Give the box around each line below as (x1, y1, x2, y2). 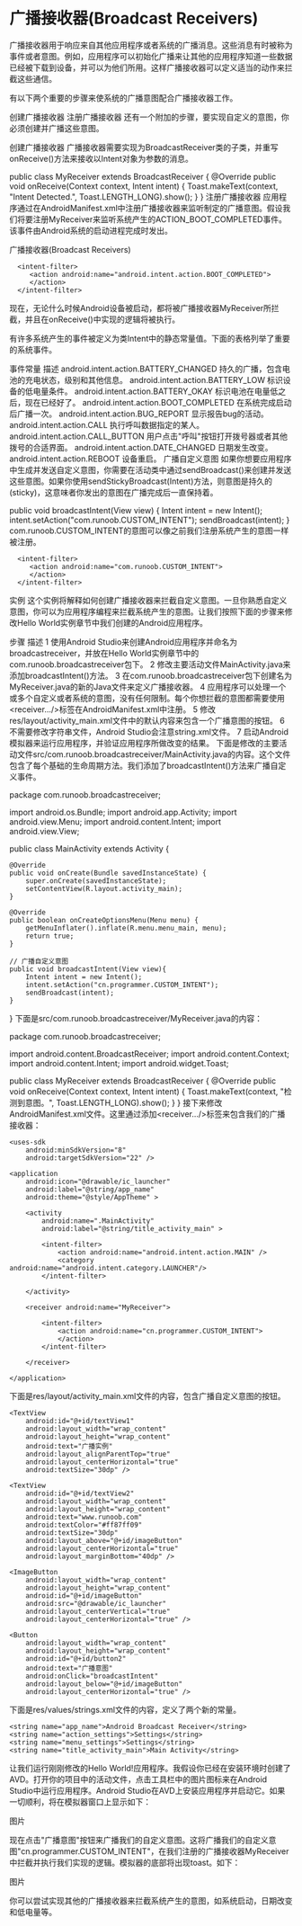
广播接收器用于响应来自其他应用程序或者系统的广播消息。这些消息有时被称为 (9, 40, 293, 50)
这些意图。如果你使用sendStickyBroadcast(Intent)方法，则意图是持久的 (9, 476, 272, 486)
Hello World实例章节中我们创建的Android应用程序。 (16, 617, 209, 628)
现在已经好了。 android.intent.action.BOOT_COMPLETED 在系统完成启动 (24, 397, 292, 407)
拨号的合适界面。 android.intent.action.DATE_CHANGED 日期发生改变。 (9, 441, 273, 452)
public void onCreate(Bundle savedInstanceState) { (9, 869, 207, 878)
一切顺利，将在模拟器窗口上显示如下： (9, 1796, 151, 1807)
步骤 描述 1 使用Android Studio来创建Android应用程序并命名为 (9, 636, 238, 647)
